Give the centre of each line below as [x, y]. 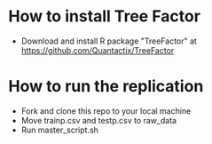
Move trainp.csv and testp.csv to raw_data [99, 120]
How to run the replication [106, 87]
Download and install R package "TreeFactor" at [109, 41]
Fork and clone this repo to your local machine [106, 111]
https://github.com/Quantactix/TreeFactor [98, 50]
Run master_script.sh [60, 130]
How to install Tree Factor [105, 16]
